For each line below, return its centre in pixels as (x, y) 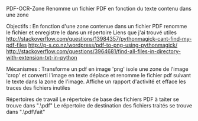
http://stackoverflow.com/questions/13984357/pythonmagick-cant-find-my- (99, 39)
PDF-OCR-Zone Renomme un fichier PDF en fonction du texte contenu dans (99, 9)
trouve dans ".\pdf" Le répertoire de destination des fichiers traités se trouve (99, 105)
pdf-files (17, 45)
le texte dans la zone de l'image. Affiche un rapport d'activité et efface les (96, 81)
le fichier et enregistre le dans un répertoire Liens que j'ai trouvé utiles (92, 32)
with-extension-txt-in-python (42, 58)
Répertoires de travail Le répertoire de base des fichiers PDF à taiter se (92, 99)
